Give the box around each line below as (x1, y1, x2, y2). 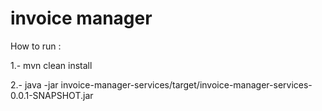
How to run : (10, 40, 62, 52)
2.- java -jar (10, 78, 59, 91)
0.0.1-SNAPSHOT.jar (10, 89, 94, 101)
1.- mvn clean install (10, 59, 93, 71)
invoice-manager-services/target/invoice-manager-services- (60, 78, 313, 91)
